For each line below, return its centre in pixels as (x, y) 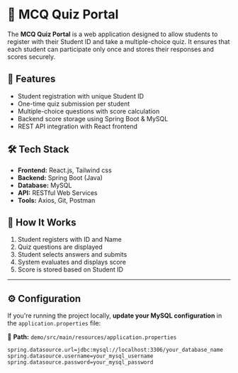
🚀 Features (32, 79)
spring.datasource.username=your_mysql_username (80, 356)
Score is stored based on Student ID (70, 269)
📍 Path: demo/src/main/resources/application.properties (92, 337)
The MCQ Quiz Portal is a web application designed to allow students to (113, 34)
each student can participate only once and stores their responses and (111, 49)
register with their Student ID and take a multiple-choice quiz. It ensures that (119, 41)
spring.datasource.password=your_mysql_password (80, 362)
